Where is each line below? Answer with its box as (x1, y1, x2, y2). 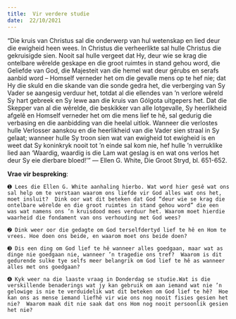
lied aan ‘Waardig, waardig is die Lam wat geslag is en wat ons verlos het (7, 149, 220, 157)
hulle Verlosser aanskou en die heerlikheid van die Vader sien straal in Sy (7, 126, 220, 135)
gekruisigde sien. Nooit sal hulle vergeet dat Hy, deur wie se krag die (7, 51, 207, 60)
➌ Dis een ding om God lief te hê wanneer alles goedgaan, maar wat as (7, 244, 223, 252)
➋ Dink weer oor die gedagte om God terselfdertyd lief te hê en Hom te (7, 226, 227, 233)
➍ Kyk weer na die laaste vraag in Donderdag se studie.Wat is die (7, 275, 211, 282)
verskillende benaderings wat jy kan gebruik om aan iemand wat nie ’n (7, 282, 222, 289)
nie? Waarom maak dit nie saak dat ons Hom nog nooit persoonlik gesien (7, 300, 229, 307)
